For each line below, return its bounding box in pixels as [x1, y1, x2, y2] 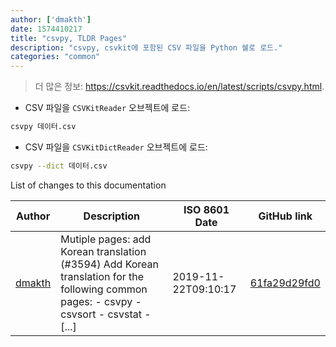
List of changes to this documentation [10, 179, 167, 191]
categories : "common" [10, 52, 101, 62]
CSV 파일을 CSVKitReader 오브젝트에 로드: [24, 102, 191, 114]
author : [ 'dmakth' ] [10, 14, 92, 25]
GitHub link [258, 209, 313, 223]
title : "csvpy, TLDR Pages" [10, 33, 128, 43]
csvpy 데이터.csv [10, 122, 77, 132]
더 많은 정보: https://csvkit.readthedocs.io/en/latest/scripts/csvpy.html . [34, 81, 325, 93]
